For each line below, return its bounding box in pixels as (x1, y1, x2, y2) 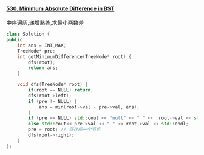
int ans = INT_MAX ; (17, 42, 67, 48)
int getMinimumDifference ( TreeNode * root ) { (17, 53, 132, 60)
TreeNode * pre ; (17, 48, 56, 54)
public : (6, 37, 26, 43)
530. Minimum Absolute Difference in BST (6, 5, 115, 12)
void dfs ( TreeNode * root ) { (17, 82, 88, 88)
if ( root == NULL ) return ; (28, 87, 94, 93)
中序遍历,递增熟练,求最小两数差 (6, 19, 84, 27)
